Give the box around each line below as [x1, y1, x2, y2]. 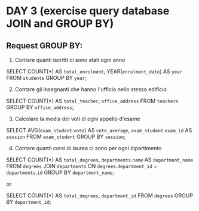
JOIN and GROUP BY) [6, 17, 114, 30]
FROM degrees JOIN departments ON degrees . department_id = [6, 163, 157, 169]
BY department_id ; [6, 198, 51, 205]
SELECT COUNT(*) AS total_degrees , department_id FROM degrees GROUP [6, 192, 193, 199]
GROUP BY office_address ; [6, 104, 74, 111]
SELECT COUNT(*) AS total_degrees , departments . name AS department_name [6, 156, 194, 163]
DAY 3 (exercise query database [6, 4, 170, 18]
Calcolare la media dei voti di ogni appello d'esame [14, 115, 140, 122]
